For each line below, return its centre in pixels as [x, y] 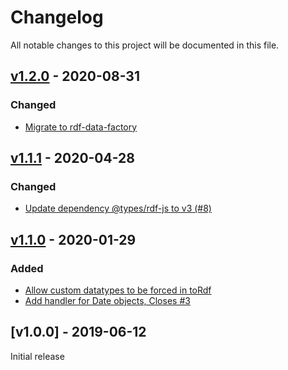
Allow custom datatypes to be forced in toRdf [118, 290]
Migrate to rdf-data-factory [81, 127]
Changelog [57, 17]
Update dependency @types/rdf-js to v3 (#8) [118, 208]
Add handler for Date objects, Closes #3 [107, 300]
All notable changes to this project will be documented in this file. [145, 45]
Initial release [37, 356]
